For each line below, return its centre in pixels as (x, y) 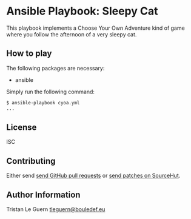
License (22, 127)
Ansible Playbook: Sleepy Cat (82, 11)
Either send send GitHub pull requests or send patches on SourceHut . (93, 176)
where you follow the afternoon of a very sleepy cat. (72, 34)
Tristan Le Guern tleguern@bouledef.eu (56, 209)
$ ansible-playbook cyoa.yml (43, 103)
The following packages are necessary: (55, 68)
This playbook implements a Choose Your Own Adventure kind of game (95, 28)
